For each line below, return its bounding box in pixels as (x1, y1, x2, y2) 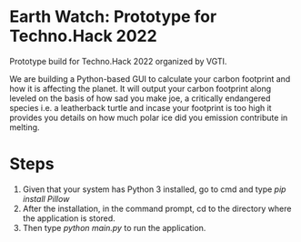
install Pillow (22, 193, 70, 204)
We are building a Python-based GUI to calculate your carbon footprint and (9, 73, 291, 84)
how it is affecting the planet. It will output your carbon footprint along (9, 83, 272, 94)
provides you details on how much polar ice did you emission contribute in (9, 112, 288, 123)
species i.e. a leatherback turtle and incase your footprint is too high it (9, 102, 272, 113)
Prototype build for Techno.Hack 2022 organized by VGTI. (9, 55, 227, 66)
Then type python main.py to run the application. (22, 222, 206, 233)
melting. (9, 121, 40, 133)
